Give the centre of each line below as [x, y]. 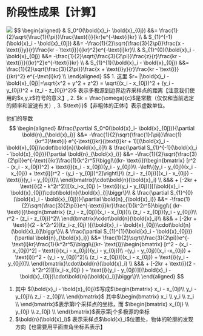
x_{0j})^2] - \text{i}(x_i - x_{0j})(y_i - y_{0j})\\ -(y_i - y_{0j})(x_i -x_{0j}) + [102, 250]
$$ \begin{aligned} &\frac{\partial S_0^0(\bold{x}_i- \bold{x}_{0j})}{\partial [102, 128]
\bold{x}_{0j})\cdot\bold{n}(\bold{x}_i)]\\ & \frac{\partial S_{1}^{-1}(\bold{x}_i [102, 147]
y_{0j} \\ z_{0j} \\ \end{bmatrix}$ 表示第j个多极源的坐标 [82, 311]
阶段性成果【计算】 [54, 12]
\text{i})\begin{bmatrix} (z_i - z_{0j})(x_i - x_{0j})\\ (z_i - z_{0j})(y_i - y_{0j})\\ [102, 212]
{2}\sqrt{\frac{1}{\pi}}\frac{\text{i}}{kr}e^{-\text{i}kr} [72, 36]
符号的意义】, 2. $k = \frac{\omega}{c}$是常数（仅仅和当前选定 [115, 98]
